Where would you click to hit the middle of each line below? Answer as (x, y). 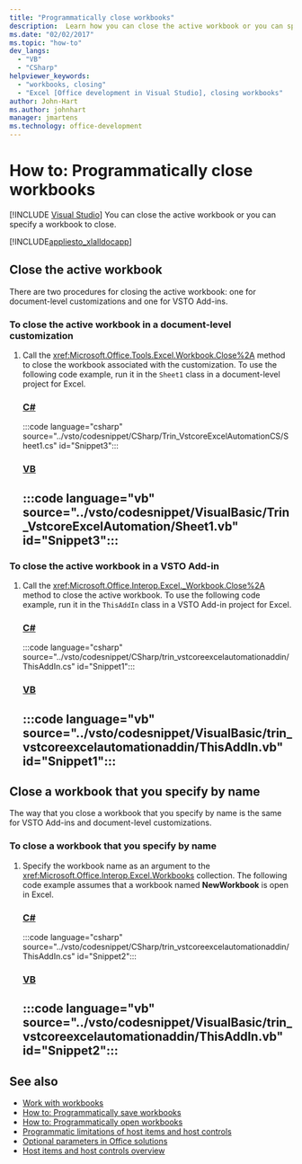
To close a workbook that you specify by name (113, 846)
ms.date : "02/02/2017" (52, 34)
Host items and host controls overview (93, 1151)
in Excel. (38, 894)
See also (34, 1081)
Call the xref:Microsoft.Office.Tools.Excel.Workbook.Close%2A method (154, 355)
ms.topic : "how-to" (46, 43)
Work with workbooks (63, 1103)
